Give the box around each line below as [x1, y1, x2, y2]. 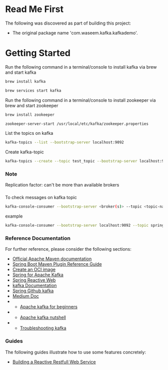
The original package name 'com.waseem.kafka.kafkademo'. [12, 30, 138, 36]
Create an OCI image [12, 267, 56, 273]
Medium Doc [12, 293, 39, 299]
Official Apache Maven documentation [12, 256, 92, 262]
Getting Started [5, 48, 71, 59]
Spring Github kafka [12, 288, 54, 294]
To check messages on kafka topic [5, 195, 77, 201]
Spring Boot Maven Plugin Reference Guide [12, 261, 102, 267]
